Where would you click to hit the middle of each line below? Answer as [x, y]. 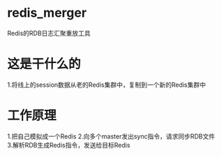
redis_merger [47, 13]
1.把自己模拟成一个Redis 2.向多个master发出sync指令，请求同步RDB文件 [111, 136]
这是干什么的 [44, 64]
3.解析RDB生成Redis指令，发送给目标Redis [69, 145]
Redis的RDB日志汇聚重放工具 [49, 33]
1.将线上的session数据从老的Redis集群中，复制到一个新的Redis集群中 [106, 85]
